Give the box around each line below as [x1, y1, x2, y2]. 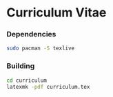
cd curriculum [6, 77, 48, 84]
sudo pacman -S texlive [6, 45, 75, 52]
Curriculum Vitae [6, 5, 107, 21]
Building [6, 61, 35, 71]
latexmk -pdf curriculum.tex [6, 83, 90, 90]
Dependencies [6, 30, 56, 39]
